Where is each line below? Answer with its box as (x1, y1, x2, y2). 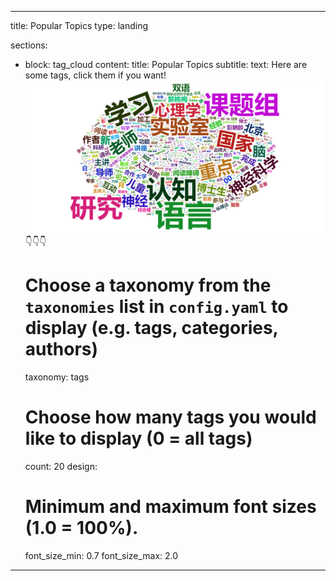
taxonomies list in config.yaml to (24, 296, 289, 318)
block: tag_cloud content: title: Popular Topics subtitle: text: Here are (24, 59, 308, 70)
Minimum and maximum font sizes (24, 496, 317, 518)
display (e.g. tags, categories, (24, 317, 279, 340)
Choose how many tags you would (24, 406, 317, 429)
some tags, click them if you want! (24, 69, 167, 81)
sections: (10, 39, 48, 51)
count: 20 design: (24, 461, 98, 473)
